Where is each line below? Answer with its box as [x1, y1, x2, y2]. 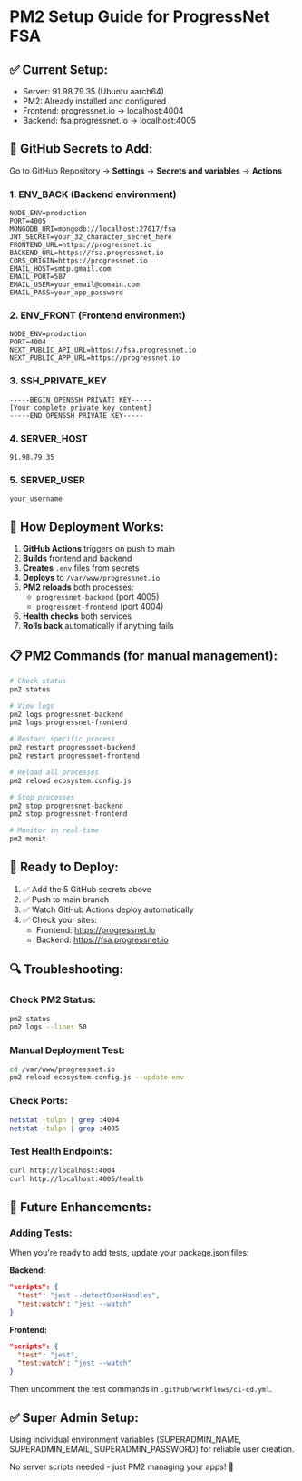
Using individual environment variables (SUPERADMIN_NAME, [9, 1434, 242, 1445]
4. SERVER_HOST [9, 432, 88, 444]
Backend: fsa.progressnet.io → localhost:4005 [22, 115, 197, 125]
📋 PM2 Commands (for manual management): [9, 648, 278, 663]
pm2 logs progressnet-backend [9, 710, 124, 719]
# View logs [9, 701, 54, 711]
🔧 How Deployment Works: [9, 519, 165, 534]
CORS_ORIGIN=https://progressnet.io [9, 256, 148, 265]
